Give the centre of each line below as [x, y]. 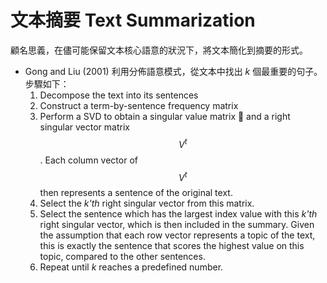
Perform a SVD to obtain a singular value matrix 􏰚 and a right [165, 116]
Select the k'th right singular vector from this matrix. [147, 203]
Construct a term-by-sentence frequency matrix [139, 105]
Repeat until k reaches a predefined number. [131, 267]
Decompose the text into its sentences [119, 95]
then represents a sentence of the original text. [136, 193]
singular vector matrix [84, 127]
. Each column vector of [88, 160]
